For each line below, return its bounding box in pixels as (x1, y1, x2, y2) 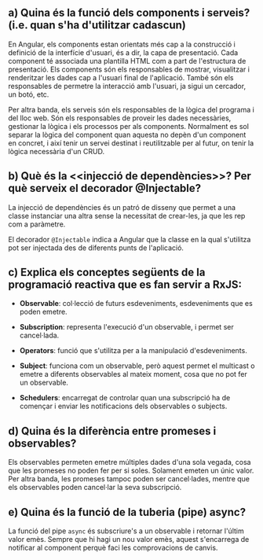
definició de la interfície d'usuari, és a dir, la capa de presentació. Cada (8, 47, 239, 57)
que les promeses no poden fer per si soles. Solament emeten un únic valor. (8, 466, 254, 475)
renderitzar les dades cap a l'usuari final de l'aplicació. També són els (8, 72, 234, 82)
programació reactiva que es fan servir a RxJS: (8, 278, 242, 292)
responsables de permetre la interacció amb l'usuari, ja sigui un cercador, (8, 81, 246, 90)
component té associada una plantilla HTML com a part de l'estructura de (8, 56, 247, 65)
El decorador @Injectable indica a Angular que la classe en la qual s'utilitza (8, 234, 251, 244)
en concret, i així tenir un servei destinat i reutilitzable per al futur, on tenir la (8, 138, 254, 148)
